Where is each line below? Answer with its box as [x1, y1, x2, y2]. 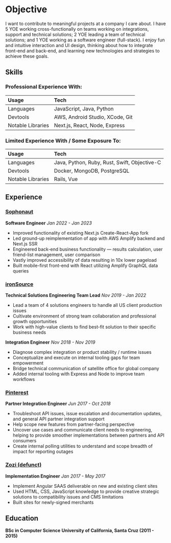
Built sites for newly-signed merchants [12, 499, 94, 505]
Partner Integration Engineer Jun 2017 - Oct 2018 [5, 400, 111, 407]
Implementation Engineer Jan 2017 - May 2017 [5, 473, 106, 479]
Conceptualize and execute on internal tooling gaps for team [12, 354, 140, 360]
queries [12, 267, 29, 274]
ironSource [5, 280, 34, 287]
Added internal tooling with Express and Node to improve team [12, 371, 145, 377]
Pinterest [5, 389, 29, 396]
